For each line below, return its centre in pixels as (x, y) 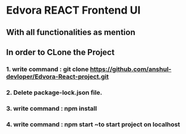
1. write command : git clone (48, 69)
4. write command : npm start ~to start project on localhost (93, 124)
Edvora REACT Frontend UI (73, 10)
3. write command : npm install (51, 109)
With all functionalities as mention (71, 32)
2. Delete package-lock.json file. (54, 92)
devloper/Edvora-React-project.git (57, 76)
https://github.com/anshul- (131, 69)
